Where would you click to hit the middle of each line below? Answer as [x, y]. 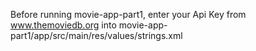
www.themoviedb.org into [63, 25]
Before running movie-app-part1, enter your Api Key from [128, 14]
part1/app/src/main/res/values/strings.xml [96, 35]
